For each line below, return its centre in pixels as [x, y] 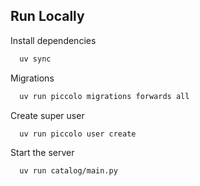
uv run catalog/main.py [68, 171]
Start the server [42, 153]
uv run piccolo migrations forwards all [104, 96]
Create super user [47, 115]
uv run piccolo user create [78, 134]
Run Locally [47, 16]
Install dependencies [53, 40]
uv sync [35, 59]
